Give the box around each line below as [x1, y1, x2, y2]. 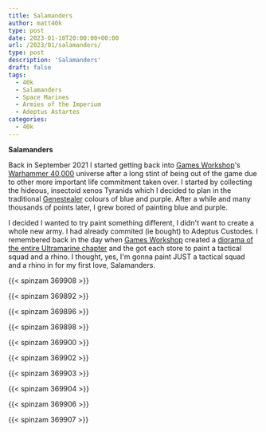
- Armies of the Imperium [15, 100, 102, 108]
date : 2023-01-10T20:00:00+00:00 [8, 33, 119, 42]
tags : [8, 71, 26, 79]
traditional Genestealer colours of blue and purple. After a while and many [8, 194, 251, 203]
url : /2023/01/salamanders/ [8, 41, 102, 49]
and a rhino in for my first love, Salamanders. [8, 260, 155, 269]
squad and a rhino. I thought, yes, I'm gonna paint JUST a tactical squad [8, 252, 245, 261]
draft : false [8, 64, 52, 72]
